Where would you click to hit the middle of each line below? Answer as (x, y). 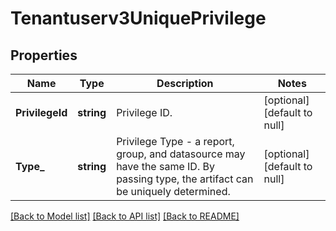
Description (185, 83)
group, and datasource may (181, 154)
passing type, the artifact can (185, 179)
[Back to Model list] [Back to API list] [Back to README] (125, 216)
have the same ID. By (165, 166)
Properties (44, 55)
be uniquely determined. (173, 191)
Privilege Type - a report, (175, 141)
